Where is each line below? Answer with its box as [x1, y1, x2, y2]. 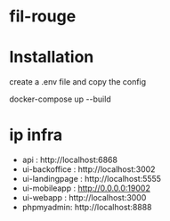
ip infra [9, 125, 63, 145]
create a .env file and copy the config [9, 77, 147, 87]
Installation [9, 47, 94, 68]
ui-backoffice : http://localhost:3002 [21, 164, 156, 175]
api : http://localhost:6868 [21, 154, 118, 166]
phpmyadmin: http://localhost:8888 [21, 202, 153, 213]
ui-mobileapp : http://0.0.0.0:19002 [21, 183, 151, 193]
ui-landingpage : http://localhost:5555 [21, 174, 162, 184]
